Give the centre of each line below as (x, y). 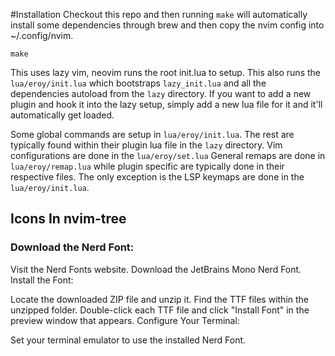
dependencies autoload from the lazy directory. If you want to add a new (161, 93)
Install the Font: (42, 280)
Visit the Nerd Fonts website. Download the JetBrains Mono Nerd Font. (156, 269)
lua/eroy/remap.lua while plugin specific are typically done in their (147, 166)
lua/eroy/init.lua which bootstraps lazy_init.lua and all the (138, 83)
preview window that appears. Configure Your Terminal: (125, 320)
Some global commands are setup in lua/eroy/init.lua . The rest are (152, 134)
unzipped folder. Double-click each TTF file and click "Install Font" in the (160, 310)
